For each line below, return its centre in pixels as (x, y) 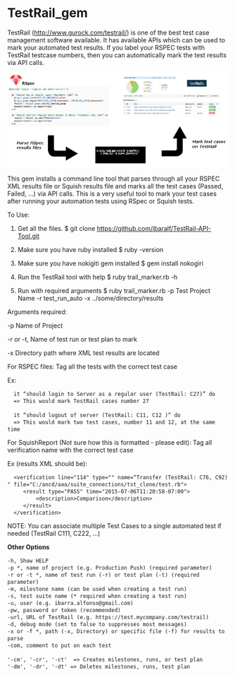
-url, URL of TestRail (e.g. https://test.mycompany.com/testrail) (108, 618)
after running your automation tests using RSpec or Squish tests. (101, 201)
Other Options (28, 547)
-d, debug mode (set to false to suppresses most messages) (97, 625)
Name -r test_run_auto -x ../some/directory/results (90, 299)
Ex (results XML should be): (47, 464)
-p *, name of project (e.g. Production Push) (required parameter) (110, 568)
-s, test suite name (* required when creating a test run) (97, 597)
